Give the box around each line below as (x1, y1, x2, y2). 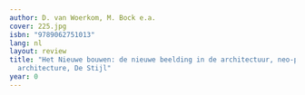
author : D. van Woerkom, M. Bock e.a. (9, 13, 156, 23)
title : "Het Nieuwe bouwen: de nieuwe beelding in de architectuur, (9, 55, 274, 64)
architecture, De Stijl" (17, 64, 112, 73)
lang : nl (9, 38, 43, 48)
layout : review (9, 47, 67, 56)
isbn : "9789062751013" (9, 30, 95, 39)
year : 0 (9, 72, 39, 81)
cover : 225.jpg (9, 22, 67, 31)
